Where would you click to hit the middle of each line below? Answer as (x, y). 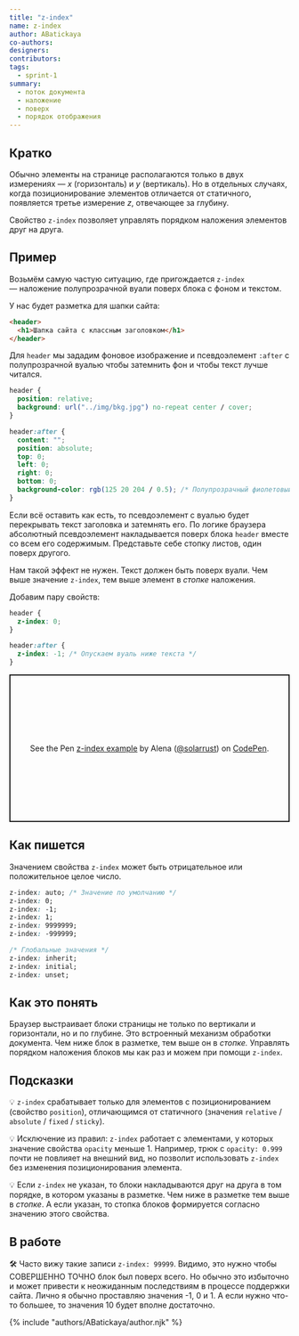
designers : (29, 51)
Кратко (31, 153)
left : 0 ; (33, 465)
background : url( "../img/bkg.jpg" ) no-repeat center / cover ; (135, 407)
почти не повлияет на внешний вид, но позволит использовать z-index (144, 1158)
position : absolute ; (55, 448)
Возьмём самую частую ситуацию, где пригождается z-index (127, 279)
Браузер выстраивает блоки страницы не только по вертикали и (133, 1024)
